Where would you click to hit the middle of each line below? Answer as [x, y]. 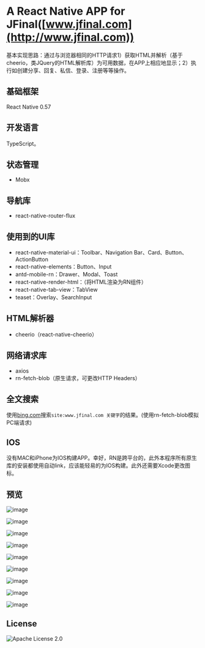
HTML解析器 [30, 318]
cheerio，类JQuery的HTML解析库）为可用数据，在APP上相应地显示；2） [99, 63]
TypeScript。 [23, 143]
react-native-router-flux [45, 216]
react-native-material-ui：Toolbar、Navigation [74, 252]
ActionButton [32, 259]
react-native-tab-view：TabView [56, 290]
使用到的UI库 [31, 236]
